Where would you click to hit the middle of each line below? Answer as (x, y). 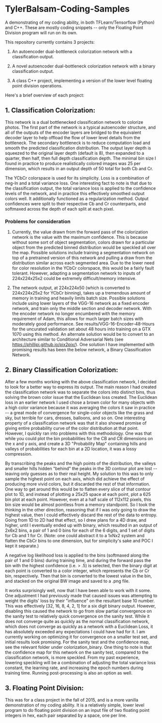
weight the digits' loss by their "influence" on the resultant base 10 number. (80, 601)
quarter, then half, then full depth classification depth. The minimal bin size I (81, 158)
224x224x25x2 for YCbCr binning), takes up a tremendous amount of (81, 293)
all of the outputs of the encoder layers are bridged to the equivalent (73, 132)
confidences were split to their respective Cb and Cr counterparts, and (75, 204)
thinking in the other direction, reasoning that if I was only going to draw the (81, 509)
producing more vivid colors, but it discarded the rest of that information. (78, 484)
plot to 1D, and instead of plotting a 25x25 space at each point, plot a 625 (78, 494)
